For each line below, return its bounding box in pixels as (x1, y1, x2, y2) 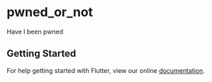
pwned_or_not (6, 4, 94, 20)
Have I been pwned (6, 27, 64, 36)
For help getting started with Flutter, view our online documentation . (6, 66, 205, 74)
